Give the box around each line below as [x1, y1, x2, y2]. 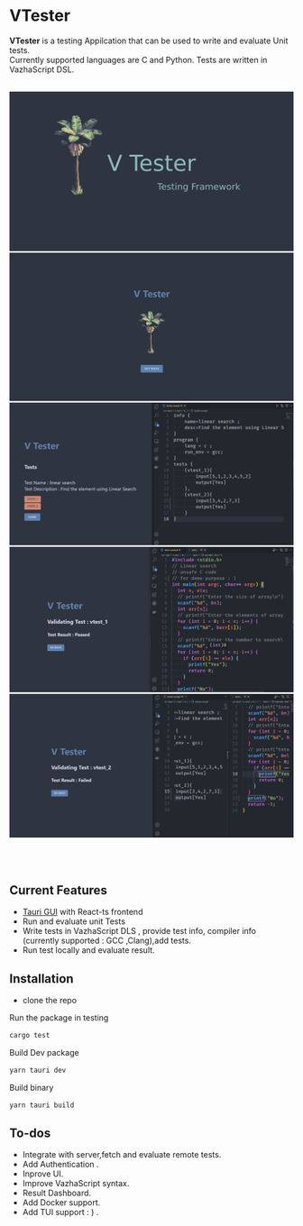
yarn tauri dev [9, 1066, 67, 1075]
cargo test [9, 1030, 50, 1039]
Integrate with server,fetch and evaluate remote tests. [22, 1149, 222, 1160]
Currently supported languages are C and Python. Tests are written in [9, 54, 268, 65]
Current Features [9, 883, 108, 898]
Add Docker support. [22, 1197, 101, 1208]
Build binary [9, 1082, 54, 1093]
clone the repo [22, 994, 78, 1005]
